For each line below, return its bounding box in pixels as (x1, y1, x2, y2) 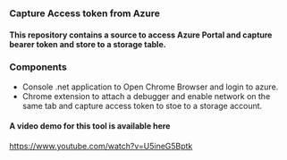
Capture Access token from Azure (9, 7, 161, 20)
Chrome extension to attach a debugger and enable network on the (21, 90, 271, 101)
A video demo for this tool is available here (9, 121, 171, 131)
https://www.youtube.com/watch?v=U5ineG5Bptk (9, 141, 193, 152)
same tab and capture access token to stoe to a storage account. (21, 100, 263, 111)
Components (9, 61, 67, 73)
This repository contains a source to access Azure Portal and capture (9, 29, 273, 40)
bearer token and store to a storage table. (9, 38, 167, 49)
